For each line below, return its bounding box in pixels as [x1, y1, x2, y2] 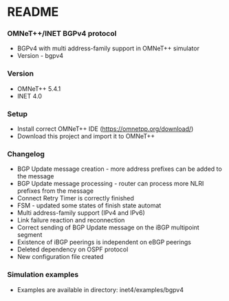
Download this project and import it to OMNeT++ [17, 132, 155, 141]
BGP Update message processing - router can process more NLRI [17, 180, 204, 188]
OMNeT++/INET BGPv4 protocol [7, 29, 117, 39]
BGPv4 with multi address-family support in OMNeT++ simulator [17, 44, 199, 52]
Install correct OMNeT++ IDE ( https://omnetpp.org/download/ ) [17, 125, 194, 133]
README [7, 4, 59, 20]
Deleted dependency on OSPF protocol [17, 245, 129, 253]
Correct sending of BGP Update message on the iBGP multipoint [17, 223, 199, 231]
